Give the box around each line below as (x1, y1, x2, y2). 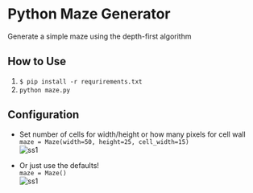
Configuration (7, 108, 80, 121)
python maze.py (19, 86, 71, 94)
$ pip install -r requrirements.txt (19, 77, 143, 85)
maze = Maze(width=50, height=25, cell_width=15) (19, 138, 190, 146)
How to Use (7, 55, 67, 68)
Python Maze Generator (7, 5, 171, 23)
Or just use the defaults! (19, 160, 100, 170)
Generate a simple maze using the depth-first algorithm (7, 31, 192, 41)
